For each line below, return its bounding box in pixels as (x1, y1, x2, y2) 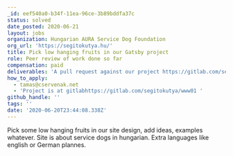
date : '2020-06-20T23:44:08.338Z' (7, 107, 107, 114)
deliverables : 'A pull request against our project (7, 68, 159, 75)
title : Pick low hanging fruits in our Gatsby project (7, 49, 169, 56)
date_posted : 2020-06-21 (7, 23, 79, 30)
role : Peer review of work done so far (7, 55, 123, 62)
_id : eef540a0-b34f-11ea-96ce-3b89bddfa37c (7, 10, 135, 17)
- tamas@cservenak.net (13, 81, 79, 88)
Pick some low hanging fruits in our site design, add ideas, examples (7, 125, 203, 134)
